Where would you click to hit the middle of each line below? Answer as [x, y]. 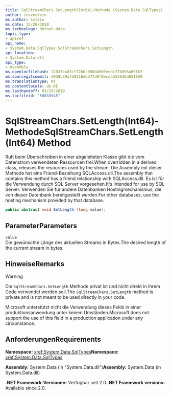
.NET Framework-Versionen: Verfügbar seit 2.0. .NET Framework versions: [85, 382]
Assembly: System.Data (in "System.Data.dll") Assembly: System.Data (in [83, 367]
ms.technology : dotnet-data [35, 29]
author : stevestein [26, 15]
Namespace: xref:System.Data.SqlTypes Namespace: [62, 352]
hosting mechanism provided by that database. [55, 201]
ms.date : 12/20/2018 [27, 24]
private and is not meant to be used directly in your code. [66, 297]
